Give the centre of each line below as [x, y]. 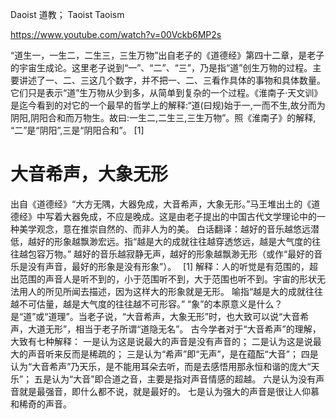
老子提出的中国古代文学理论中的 [250, 216]
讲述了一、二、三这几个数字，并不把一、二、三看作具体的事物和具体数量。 [172, 80]
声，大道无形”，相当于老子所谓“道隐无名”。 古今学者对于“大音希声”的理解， [166, 329]
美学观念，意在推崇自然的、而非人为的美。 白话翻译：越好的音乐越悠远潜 [169, 229]
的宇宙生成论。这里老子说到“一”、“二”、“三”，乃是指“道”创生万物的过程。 [161, 67]
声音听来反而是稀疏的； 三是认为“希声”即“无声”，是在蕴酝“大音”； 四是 [173, 354]
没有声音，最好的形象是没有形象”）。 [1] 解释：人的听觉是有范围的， [168, 266]
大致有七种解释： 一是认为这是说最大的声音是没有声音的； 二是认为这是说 [161, 341]
